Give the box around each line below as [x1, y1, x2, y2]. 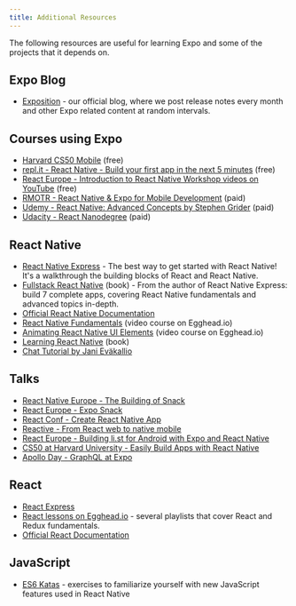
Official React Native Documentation [21, 308, 155, 319]
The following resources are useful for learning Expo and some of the [9, 37, 263, 48]
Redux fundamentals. [21, 520, 100, 530]
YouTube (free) [21, 183, 77, 194]
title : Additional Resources [9, 12, 117, 22]
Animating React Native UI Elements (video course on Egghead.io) [21, 327, 264, 338]
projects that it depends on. [9, 46, 110, 58]
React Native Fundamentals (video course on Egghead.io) [21, 317, 233, 329]
